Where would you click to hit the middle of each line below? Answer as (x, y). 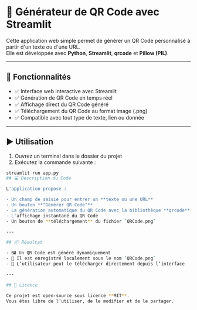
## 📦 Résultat (24, 243)
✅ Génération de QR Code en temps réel (63, 98)
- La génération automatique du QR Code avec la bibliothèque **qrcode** (98, 210)
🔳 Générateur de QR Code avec (83, 12)
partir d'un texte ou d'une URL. (43, 47)
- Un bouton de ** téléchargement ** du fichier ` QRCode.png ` (81, 221)
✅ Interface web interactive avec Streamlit (66, 91)
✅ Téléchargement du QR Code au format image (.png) (81, 111)
